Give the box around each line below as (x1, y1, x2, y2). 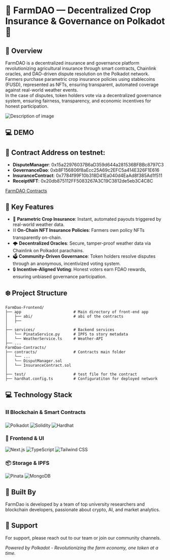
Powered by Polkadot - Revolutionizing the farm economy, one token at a (5, 544, 159, 551)
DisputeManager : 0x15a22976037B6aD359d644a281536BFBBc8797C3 (12, 162, 164, 168)
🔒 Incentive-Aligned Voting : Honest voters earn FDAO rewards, (12, 267, 146, 273)
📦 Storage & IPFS (5, 459, 50, 466)
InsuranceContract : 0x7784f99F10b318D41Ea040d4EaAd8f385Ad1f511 (12, 172, 162, 179)
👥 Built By (5, 488, 37, 496)
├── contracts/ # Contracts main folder (5, 349, 126, 355)
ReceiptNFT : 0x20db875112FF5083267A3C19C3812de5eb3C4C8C (12, 178, 153, 184)
